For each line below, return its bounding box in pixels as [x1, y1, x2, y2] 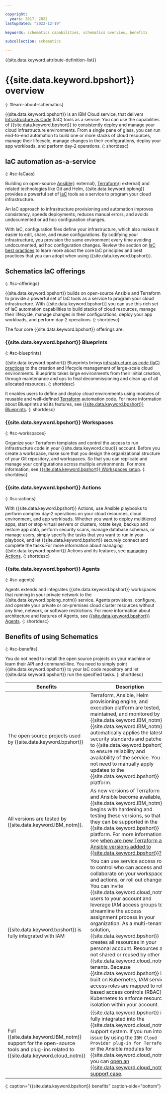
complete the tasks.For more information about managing [5, 542, 123, 548]
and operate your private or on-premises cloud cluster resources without [5, 602, 155, 608]
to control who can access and [90, 864, 163, 871]
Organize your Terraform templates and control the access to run [5, 440, 139, 446]
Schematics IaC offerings [5, 267, 85, 276]
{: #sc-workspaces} [5, 430, 46, 437]
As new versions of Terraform [90, 787, 160, 794]
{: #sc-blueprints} [5, 350, 42, 356]
